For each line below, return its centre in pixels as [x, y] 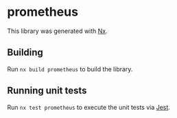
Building [25, 52]
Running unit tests [47, 91]
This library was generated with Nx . [57, 31]
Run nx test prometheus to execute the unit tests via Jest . [88, 107]
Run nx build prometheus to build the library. [70, 69]
